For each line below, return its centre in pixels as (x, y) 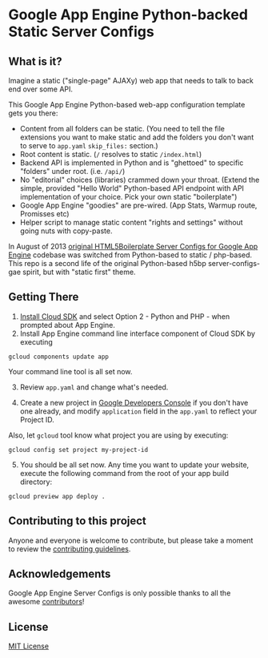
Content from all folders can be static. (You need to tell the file (122, 129)
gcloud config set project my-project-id (78, 450)
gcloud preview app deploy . (57, 496)
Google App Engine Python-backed (128, 15)
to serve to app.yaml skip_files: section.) (89, 145)
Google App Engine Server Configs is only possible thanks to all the (120, 593)
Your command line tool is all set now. (70, 371)
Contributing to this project (77, 521)
